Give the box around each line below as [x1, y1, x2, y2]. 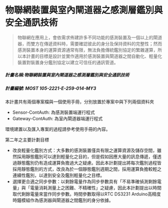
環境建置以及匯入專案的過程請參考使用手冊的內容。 [5, 126, 110, 132]
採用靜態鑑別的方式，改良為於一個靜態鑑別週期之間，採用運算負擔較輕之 [12, 166, 161, 172]
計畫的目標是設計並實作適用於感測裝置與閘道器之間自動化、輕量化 [26, 53, 162, 59]
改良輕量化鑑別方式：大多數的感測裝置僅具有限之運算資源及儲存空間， [12, 148, 157, 154]
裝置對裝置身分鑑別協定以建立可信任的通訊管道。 [17, 59, 118, 65]
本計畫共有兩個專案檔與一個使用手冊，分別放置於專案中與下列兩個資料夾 [5, 99, 154, 105]
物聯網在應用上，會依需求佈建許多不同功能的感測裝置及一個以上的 [17, 34, 153, 40]
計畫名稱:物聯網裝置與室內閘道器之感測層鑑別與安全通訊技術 [5, 72, 129, 78]
